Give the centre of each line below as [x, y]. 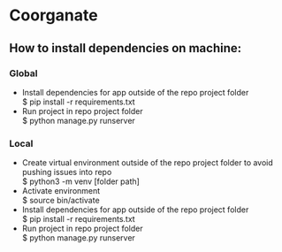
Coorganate [54, 15]
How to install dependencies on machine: [125, 48]
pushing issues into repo [67, 172]
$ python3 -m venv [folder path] [80, 181]
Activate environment [61, 191]
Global [23, 73]
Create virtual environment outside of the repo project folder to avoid [148, 163]
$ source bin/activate [61, 201]
